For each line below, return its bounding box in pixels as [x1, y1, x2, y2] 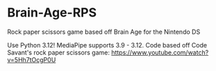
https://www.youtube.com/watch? [110, 48, 209, 57]
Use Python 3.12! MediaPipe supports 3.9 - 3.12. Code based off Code [7, 41, 207, 49]
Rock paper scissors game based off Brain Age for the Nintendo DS [7, 28, 201, 36]
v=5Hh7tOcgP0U [7, 55, 56, 63]
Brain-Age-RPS [7, 5, 97, 21]
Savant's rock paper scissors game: [7, 48, 110, 57]
